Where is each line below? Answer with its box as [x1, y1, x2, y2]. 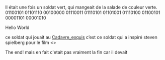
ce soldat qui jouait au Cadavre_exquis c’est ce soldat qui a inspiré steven [5, 34, 157, 40]
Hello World [5, 24, 30, 30]
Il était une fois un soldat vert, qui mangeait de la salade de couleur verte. [5, 4, 157, 10]
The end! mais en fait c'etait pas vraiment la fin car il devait [5, 49, 128, 55]
